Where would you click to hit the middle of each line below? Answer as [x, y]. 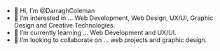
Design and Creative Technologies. [64, 25]
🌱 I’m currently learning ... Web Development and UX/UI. [95, 32]
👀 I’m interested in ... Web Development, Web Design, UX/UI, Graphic [114, 18]
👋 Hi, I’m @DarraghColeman [54, 11]
